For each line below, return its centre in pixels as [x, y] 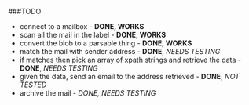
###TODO [25, 11]
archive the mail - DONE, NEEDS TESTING [88, 93]
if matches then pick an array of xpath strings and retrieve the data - [130, 60]
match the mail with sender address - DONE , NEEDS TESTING [120, 51]
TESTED [33, 85]
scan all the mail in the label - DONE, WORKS [93, 35]
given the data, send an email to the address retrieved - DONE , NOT [129, 76]
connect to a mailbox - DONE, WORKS [82, 26]
